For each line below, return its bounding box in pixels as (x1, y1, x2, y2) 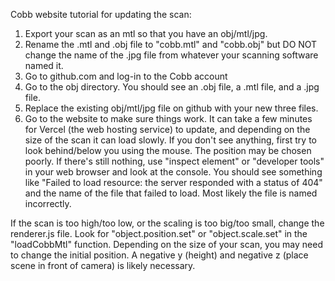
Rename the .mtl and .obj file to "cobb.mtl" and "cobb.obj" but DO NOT (24, 39, 318, 50)
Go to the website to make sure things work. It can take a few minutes (24, 113, 313, 124)
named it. (24, 60, 64, 71)
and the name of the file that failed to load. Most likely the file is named (24, 187, 318, 199)
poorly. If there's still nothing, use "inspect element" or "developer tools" (24, 155, 325, 167)
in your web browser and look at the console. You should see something (24, 166, 323, 178)
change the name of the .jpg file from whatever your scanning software (24, 49, 319, 61)
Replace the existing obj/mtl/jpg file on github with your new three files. (24, 102, 319, 114)
